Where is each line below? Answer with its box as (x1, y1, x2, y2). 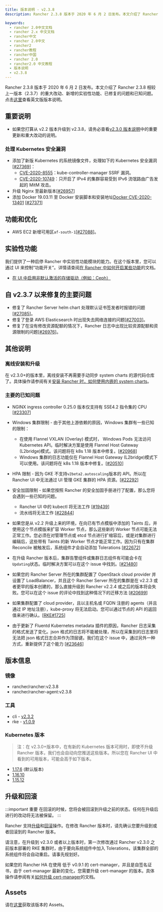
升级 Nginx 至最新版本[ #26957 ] (12, 188, 75, 194)
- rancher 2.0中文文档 (9, 25, 53, 30)
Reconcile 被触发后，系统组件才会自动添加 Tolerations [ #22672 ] (12, 545, 141, 550)
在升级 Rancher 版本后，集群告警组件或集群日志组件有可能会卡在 (12, 555, 143, 561)
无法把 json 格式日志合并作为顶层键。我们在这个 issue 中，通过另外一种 (12, 635, 156, 641)
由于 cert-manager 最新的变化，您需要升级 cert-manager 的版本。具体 (13, 868, 155, 873)
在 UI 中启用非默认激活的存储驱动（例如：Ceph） (12, 275, 111, 281)
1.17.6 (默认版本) (12, 766, 44, 772)
